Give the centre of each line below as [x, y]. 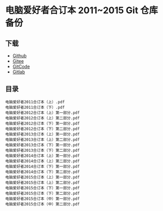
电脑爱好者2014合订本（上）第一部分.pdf [42, 156]
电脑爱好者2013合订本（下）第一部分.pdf [42, 145]
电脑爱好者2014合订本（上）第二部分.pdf [42, 161]
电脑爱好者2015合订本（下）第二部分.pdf [42, 193]
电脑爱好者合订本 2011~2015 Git [72, 10]
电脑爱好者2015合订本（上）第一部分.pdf [42, 177]
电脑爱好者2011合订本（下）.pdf [35, 107]
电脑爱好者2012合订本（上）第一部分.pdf [42, 113]
